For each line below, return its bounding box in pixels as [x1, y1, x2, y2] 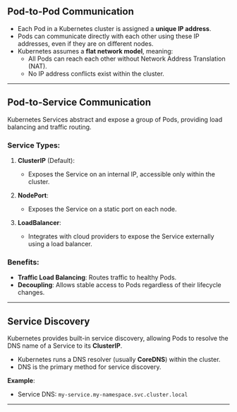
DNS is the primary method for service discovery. [17, 363, 162, 371]
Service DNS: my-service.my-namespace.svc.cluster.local [17, 390, 188, 399]
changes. [17, 289, 45, 297]
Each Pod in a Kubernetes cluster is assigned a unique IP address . [17, 24, 212, 32]
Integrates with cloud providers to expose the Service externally [28, 232, 214, 241]
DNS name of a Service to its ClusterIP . [7, 341, 123, 350]
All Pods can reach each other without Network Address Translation [28, 54, 226, 63]
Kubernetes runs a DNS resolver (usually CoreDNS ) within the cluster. [17, 356, 221, 364]
